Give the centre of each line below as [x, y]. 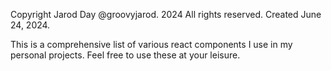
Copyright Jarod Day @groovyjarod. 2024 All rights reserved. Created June [166, 14]
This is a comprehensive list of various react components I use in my [151, 44]
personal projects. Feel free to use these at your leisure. [125, 55]
